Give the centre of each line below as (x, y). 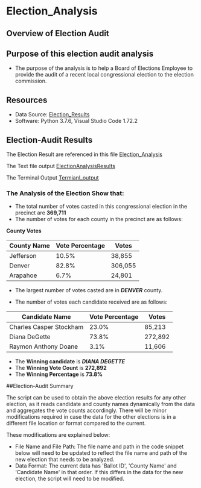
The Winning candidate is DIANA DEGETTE (70, 361)
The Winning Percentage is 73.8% (59, 374)
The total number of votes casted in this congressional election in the (101, 207)
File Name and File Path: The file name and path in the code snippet (99, 446)
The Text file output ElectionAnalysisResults (61, 166)
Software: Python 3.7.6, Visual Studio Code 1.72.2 (76, 121)
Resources (27, 100)
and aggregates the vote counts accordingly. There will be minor (87, 410)
